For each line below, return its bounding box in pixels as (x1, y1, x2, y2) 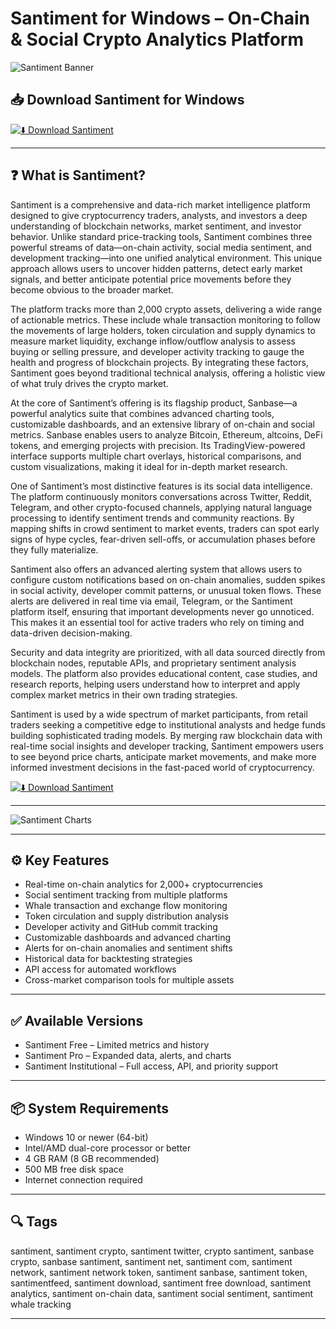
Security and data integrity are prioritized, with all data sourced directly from (10, 646, 326, 658)
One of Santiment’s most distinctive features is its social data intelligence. (10, 480, 313, 492)
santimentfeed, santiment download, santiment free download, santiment (10, 1277, 312, 1289)
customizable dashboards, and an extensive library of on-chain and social (10, 418, 315, 430)
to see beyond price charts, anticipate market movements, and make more (10, 750, 317, 762)
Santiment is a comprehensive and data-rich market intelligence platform (10, 198, 311, 211)
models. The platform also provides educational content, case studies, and (10, 667, 318, 679)
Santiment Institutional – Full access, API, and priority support (24, 1060, 279, 1072)
